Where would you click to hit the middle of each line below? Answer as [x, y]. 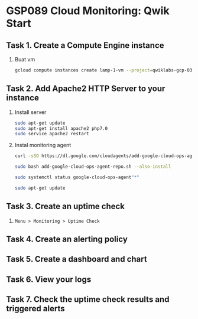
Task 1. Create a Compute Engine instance [85, 45]
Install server [30, 112]
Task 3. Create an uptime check [66, 206]
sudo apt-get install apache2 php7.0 [61, 128]
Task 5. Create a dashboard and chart [77, 259]
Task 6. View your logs [49, 279]
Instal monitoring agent [43, 145]
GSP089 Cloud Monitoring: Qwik [88, 11]
